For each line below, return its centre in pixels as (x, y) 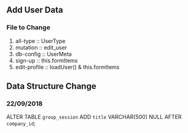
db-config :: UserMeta (43, 54)
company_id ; (21, 123)
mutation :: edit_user (41, 47)
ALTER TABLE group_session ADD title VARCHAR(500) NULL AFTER (94, 117)
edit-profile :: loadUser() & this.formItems (67, 67)
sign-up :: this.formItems (46, 60)
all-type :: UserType (40, 41)
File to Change (28, 28)
